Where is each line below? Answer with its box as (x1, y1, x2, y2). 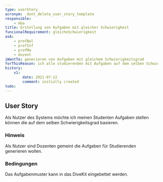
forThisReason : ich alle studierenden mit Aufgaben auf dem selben (5, 61, 145, 66)
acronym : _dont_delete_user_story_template (5, 12, 95, 17)
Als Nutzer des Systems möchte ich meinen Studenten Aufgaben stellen (5, 115, 149, 120)
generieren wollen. (5, 148, 43, 154)
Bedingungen (5, 160, 38, 167)
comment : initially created (22, 79, 79, 84)
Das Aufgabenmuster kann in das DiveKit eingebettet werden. (5, 171, 129, 177)
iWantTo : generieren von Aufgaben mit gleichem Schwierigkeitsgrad (5, 57, 145, 62)
